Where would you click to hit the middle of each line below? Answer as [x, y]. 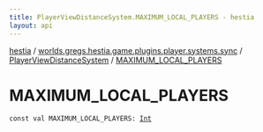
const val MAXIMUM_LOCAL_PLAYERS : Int [80, 119]
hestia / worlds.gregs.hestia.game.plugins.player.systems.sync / [126, 50]
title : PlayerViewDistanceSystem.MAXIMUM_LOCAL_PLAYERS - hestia [131, 17]
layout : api [31, 26]
